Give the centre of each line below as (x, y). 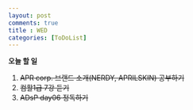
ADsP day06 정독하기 (54, 98)
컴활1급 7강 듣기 (44, 88)
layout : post (30, 15)
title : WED (28, 30)
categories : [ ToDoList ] (48, 38)
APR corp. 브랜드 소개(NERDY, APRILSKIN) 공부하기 (102, 78)
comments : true (33, 23)
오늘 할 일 (23, 61)
